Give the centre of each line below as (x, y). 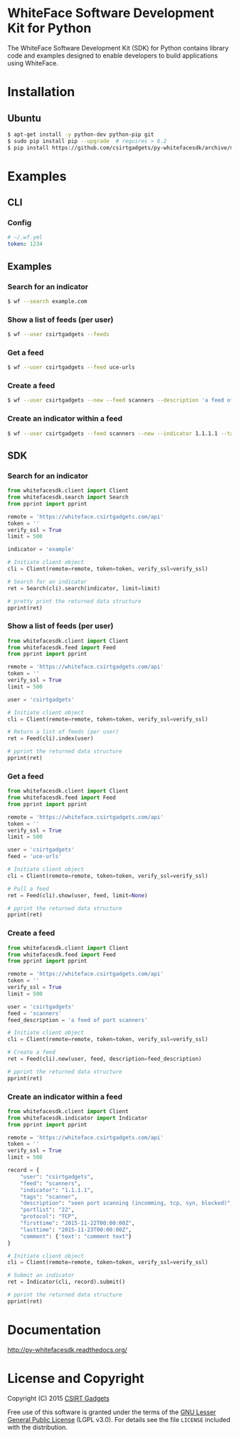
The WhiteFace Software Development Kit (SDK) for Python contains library (118, 48)
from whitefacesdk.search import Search (68, 497)
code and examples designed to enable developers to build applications (113, 56)
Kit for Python (49, 28)
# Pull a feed (28, 889)
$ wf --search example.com (47, 301)
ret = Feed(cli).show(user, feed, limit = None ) (78, 895)
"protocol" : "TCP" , (49, 1217)
